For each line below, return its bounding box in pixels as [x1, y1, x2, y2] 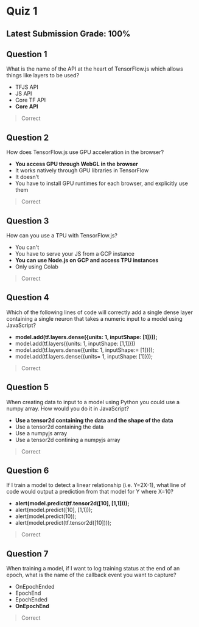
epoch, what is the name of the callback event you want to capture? [6, 571, 176, 579]
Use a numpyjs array [15, 429, 68, 436]
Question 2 [6, 132, 49, 142]
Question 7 [6, 548, 49, 559]
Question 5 [6, 382, 49, 393]
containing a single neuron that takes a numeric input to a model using [6, 315, 183, 322]
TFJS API [15, 83, 38, 91]
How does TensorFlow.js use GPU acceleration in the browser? [6, 149, 164, 156]
